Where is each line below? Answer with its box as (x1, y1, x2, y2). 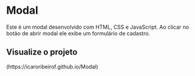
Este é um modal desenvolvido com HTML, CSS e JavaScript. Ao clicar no (6, 23, 189, 31)
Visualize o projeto (6, 47, 78, 57)
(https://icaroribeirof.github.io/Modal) (6, 63, 98, 70)
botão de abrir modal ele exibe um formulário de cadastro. (6, 29, 151, 37)
